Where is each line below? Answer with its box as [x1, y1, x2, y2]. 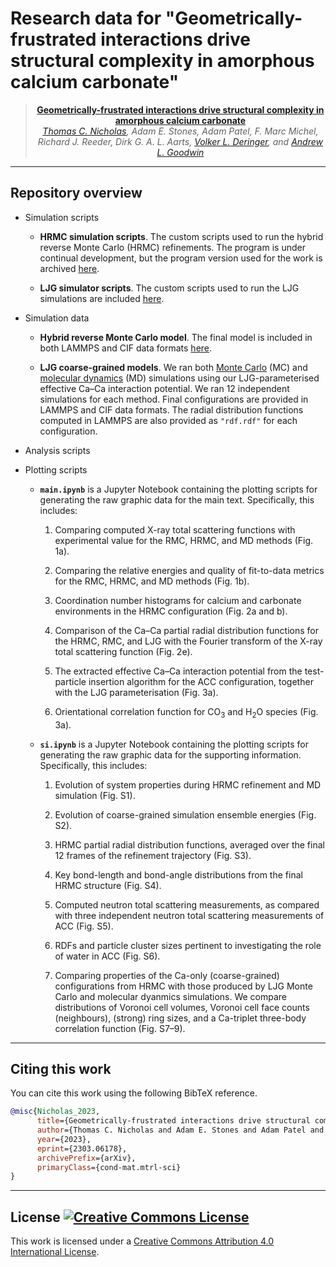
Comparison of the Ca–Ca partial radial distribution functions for [54, 624, 320, 636]
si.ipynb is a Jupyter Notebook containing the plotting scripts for [39, 738, 309, 750]
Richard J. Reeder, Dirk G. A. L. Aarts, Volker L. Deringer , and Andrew [37, 135, 323, 147]
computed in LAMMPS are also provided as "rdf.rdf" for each [39, 414, 298, 426]
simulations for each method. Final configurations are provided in [39, 393, 309, 405]
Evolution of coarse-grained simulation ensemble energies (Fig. [54, 808, 317, 821]
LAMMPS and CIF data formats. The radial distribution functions [39, 403, 304, 416]
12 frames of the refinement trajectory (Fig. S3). [54, 849, 252, 861]
